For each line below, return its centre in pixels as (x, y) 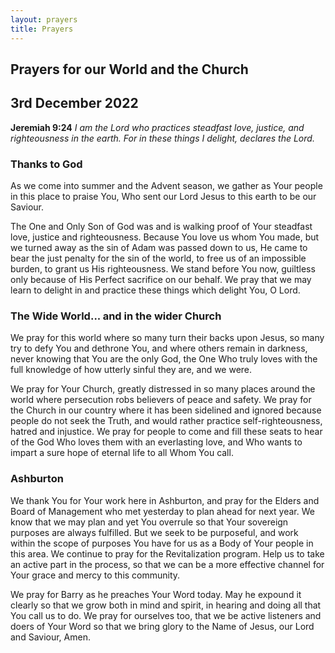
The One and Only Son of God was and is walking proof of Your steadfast (161, 226)
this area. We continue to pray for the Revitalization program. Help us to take (167, 553)
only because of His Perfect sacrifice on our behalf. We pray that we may (161, 279)
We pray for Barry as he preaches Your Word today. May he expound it (156, 594)
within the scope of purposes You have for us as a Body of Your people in (162, 543)
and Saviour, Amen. (50, 637)
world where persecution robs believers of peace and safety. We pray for (161, 400)
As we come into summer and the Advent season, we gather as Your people (166, 185)
